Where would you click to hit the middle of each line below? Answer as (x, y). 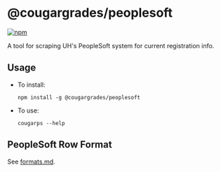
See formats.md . (31, 162)
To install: (31, 85)
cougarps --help (41, 123)
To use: (28, 110)
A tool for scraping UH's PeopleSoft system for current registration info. (111, 45)
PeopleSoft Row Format (60, 145)
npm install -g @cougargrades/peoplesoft (79, 97)
